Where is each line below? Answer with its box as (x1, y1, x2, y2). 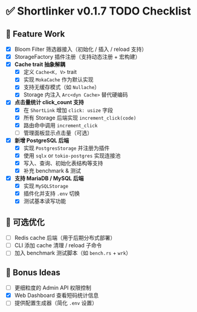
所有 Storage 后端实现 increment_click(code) (23, 114, 137, 121)
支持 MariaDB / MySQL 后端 (14, 174, 84, 182)
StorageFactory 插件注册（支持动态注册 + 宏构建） (14, 53, 141, 61)
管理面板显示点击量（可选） (23, 129, 93, 136)
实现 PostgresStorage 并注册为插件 (23, 144, 110, 151)
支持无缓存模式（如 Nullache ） (23, 84, 100, 91)
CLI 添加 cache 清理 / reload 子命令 (14, 242, 102, 249)
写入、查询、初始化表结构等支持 (23, 159, 103, 167)
